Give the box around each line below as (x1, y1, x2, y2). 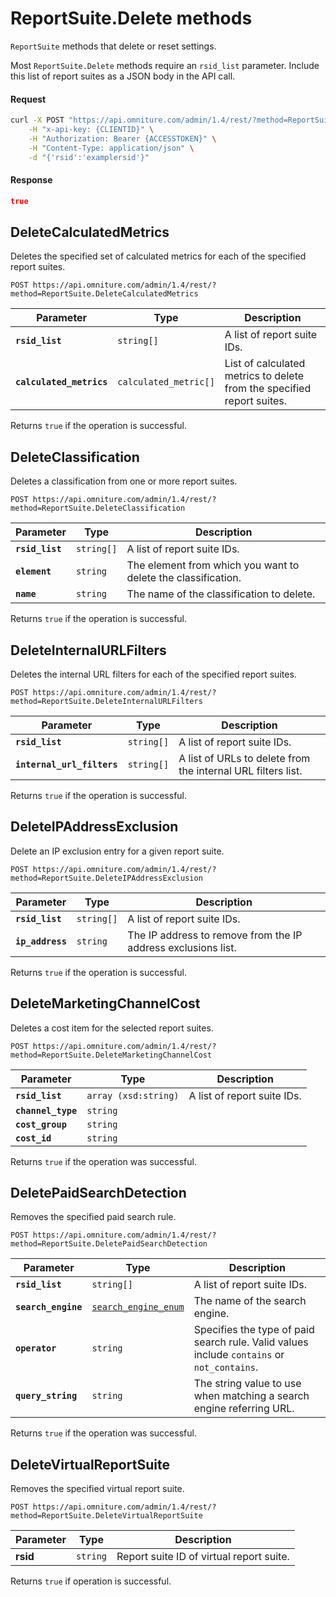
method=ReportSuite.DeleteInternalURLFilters (10, 697, 203, 707)
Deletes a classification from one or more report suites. (10, 475, 238, 487)
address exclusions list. (127, 940, 237, 954)
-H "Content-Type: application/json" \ (28, 143, 195, 153)
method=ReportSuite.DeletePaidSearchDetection (10, 1239, 208, 1249)
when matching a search (193, 1389, 310, 1403)
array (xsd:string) (86, 1090, 180, 1101)
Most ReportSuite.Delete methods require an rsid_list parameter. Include (10, 59, 320, 71)
